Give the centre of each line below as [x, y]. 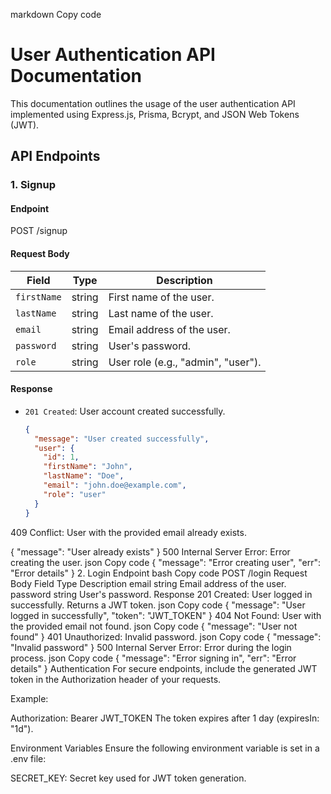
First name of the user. [161, 297]
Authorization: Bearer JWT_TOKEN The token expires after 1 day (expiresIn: [165, 718]
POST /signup [39, 231]
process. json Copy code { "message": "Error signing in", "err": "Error [153, 658]
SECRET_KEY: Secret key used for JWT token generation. [128, 778]
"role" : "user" [75, 494]
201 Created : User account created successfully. [125, 411]
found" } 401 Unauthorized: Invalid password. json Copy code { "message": [166, 636]
